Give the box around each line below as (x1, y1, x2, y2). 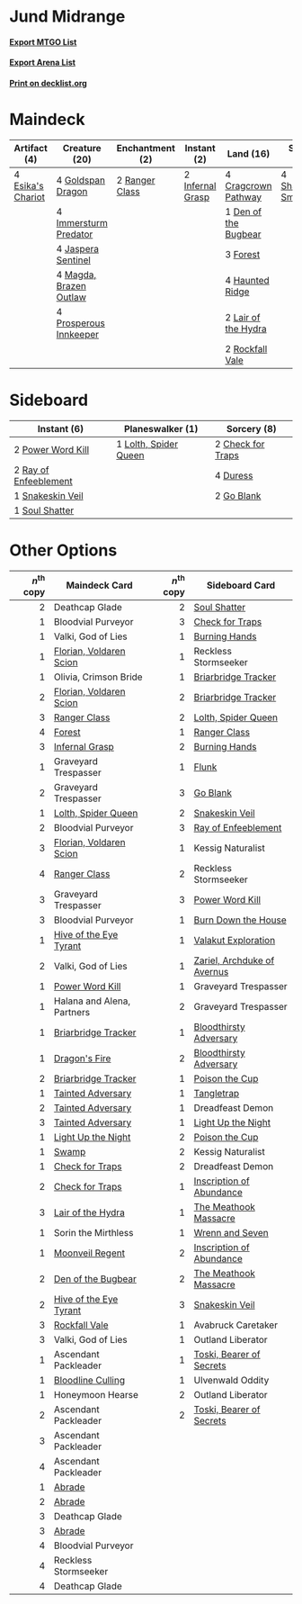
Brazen (56, 279, 87, 292)
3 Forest (224, 248, 261, 260)
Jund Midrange (9, 6, 126, 27)
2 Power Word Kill (13, 443, 90, 455)
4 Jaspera (56, 242, 99, 255)
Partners (53, 1006, 91, 1019)
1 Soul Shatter (13, 504, 75, 517)
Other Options (9, 540, 118, 561)
